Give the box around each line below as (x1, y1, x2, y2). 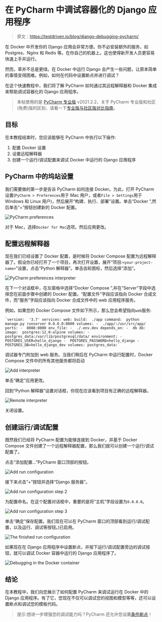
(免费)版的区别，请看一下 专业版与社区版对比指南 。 (16, 105, 118, 111)
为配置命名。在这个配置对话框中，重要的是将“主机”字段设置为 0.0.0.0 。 (5, 499, 147, 505)
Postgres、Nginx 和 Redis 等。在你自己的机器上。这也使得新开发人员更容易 (5, 49, 155, 56)
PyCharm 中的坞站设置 (5, 173, 74, 181)
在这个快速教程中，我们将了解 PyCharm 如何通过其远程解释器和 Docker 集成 (5, 82, 157, 88)
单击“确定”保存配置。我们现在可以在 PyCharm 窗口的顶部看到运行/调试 (5, 518, 146, 524)
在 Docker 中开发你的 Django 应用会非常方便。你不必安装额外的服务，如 (5, 44, 148, 49)
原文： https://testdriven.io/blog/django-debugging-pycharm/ (16, 33, 139, 39)
